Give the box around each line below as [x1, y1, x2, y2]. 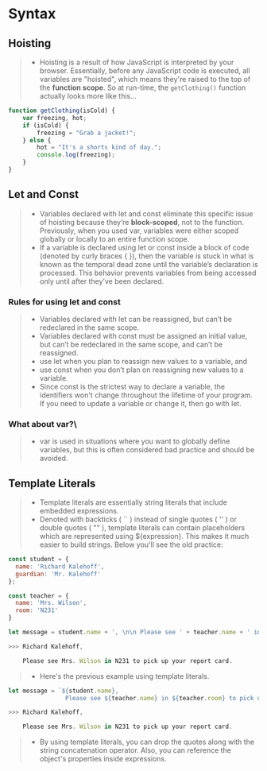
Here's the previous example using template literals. [39, 671, 210, 680]
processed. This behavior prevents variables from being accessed [39, 268, 257, 277]
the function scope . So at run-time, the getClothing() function [39, 83, 246, 92]
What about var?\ [8, 418, 77, 429]
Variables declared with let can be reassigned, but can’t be [39, 314, 233, 324]
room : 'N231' [15, 606, 59, 614]
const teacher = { [8, 591, 69, 600]
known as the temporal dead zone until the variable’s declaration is [39, 259, 258, 269]
